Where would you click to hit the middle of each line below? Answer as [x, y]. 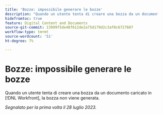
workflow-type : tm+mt [27, 32]
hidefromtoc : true [24, 18]
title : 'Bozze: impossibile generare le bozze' [54, 9]
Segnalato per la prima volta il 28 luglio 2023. [51, 107]
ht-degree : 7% [19, 41]
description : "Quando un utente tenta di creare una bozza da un [72, 14]
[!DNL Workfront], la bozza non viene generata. [52, 98]
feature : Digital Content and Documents [47, 23]
